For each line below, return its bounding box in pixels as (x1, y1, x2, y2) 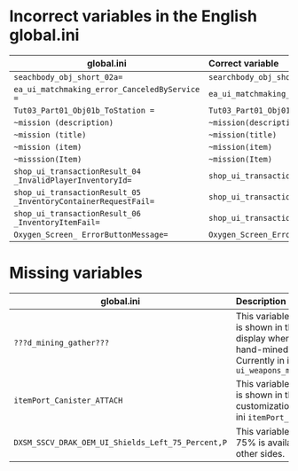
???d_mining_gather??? (13, 337, 109, 348)
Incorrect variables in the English (9, 6, 257, 27)
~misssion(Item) (13, 153, 82, 164)
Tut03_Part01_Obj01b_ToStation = (13, 105, 155, 115)
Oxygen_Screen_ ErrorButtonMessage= (13, 229, 169, 239)
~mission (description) (13, 117, 114, 128)
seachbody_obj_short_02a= (13, 72, 123, 82)
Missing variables (9, 263, 144, 283)
